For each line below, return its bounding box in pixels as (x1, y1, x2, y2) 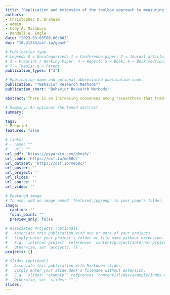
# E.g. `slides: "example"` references (5, 272, 94, 278)
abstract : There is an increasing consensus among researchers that (5, 95, 153, 101)
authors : (5, 12, 24, 17)
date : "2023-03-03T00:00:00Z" (5, 36, 69, 41)
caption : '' (10, 208, 35, 213)
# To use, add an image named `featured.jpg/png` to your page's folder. (5, 198, 164, 203)
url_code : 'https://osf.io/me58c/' (5, 156, 80, 161)
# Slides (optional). (5, 259, 51, 264)
